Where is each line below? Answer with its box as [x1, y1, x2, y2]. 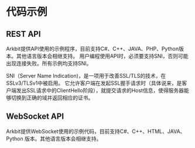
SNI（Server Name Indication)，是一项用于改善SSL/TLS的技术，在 [6, 73, 166, 79]
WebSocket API [6, 112, 64, 122]
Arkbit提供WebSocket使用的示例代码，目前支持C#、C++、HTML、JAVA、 [6, 128, 186, 135]
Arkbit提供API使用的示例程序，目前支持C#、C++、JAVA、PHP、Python [6, 45, 179, 52]
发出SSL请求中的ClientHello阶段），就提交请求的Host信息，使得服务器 [16, 87, 184, 94]
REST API [6, 29, 41, 39]
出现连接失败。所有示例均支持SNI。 [6, 60, 92, 67]
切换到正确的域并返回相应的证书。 [11, 94, 94, 101]
